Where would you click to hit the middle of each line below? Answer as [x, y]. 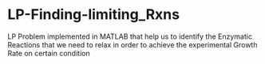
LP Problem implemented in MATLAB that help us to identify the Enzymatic [130, 36]
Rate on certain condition [49, 53]
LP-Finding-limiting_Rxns [94, 15]
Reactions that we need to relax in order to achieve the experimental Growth [132, 44]
